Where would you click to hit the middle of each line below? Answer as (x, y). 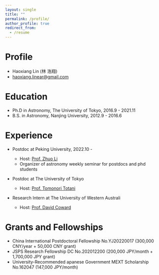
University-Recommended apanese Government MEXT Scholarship (80, 262)
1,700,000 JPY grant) (34, 256)
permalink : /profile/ (27, 19)
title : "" (15, 14)
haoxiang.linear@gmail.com (40, 76)
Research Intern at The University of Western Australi (66, 198)
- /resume (19, 33)
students (29, 169)
